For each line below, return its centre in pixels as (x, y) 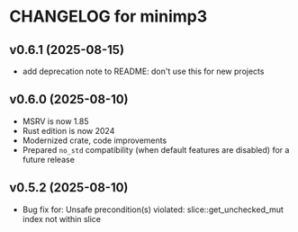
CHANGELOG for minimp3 (108, 17)
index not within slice (62, 219)
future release (48, 159)
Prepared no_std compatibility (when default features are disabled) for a (156, 149)
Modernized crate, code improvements (95, 140)
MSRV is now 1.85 (55, 121)
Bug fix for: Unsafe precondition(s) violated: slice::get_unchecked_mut (153, 210)
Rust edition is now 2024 (68, 130)
